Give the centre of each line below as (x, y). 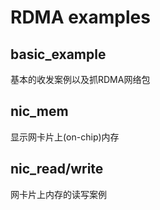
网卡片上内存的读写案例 (58, 194)
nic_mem (39, 111)
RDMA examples (80, 17)
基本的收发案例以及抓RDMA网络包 (80, 79)
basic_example (58, 54)
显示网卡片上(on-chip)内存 (65, 137)
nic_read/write (57, 169)
